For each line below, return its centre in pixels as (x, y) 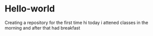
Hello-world (30, 9)
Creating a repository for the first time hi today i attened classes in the (76, 22)
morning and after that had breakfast (42, 27)
